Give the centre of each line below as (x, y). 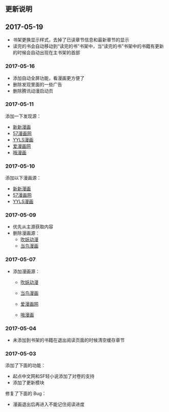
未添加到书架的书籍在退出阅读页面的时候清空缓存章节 (69, 340)
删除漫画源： (26, 233)
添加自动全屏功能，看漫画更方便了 (49, 78)
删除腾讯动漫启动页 (33, 90)
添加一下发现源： (23, 116)
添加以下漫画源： (23, 178)
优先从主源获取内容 (33, 227)
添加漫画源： (26, 271)
